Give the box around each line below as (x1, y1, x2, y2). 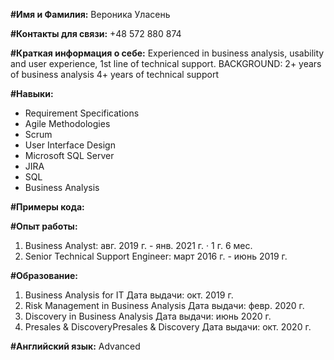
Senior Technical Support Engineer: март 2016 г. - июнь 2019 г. (24, 250, 288, 262)
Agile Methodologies (24, 118, 111, 129)
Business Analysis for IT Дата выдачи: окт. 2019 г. (24, 289, 234, 301)
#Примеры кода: (10, 201, 85, 213)
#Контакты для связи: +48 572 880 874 (10, 28, 182, 39)
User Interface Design (24, 139, 116, 151)
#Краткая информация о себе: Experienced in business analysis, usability (10, 47, 325, 59)
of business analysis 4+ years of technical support (10, 69, 219, 80)
